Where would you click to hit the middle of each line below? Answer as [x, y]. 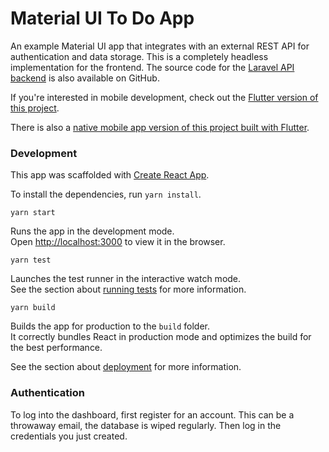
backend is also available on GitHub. [85, 78]
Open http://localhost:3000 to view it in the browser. [118, 242]
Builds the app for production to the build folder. [110, 326]
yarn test [31, 260]
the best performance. [56, 348]
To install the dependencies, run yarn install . [106, 194]
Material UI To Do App [102, 18]
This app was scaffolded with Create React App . [110, 175]
